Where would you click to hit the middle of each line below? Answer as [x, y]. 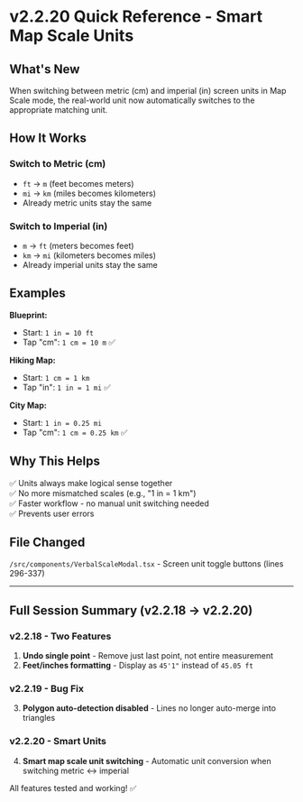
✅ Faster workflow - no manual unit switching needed [109, 503]
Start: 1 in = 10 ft [58, 332]
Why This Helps [55, 461]
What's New [45, 69]
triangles [39, 718]
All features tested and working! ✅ [73, 788]
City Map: [28, 405]
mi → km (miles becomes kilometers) [89, 193]
